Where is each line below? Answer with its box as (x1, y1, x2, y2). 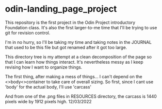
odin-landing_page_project (5, 3, 117, 15)
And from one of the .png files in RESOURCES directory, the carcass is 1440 (5, 93, 157, 99)
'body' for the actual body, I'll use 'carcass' (5, 84, 92, 90)
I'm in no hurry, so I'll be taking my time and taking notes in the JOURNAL (5, 39, 152, 45)
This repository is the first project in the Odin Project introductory (5, 19, 136, 25)
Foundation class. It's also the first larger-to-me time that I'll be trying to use (5, 24, 157, 30)
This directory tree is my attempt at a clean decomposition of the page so (5, 54, 152, 59)
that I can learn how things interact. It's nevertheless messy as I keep (5, 59, 144, 65)
